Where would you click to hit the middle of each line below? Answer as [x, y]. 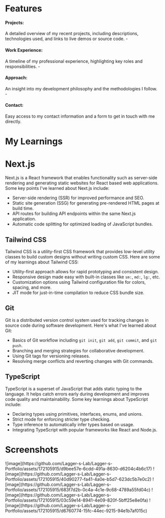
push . [17, 345]
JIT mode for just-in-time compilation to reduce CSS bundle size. [78, 293]
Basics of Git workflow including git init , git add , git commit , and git [84, 340]
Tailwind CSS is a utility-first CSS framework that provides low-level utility [80, 251]
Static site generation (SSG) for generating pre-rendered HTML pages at [86, 203]
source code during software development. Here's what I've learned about [81, 325]
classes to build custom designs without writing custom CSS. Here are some [82, 257]
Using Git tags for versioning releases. [51, 356]
